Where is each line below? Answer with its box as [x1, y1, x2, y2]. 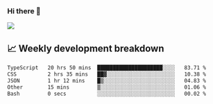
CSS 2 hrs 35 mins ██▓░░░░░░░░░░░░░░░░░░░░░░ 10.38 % [7, 71, 207, 78]
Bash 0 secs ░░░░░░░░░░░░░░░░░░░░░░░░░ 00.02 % [7, 90, 207, 97]
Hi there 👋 [7, 6, 42, 16]
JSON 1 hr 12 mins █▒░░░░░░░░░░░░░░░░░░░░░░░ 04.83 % [7, 77, 207, 84]
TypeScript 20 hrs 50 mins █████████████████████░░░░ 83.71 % [7, 64, 207, 71]
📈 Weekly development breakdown [7, 42, 164, 54]
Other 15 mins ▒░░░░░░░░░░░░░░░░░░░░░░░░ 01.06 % [7, 83, 207, 91]
